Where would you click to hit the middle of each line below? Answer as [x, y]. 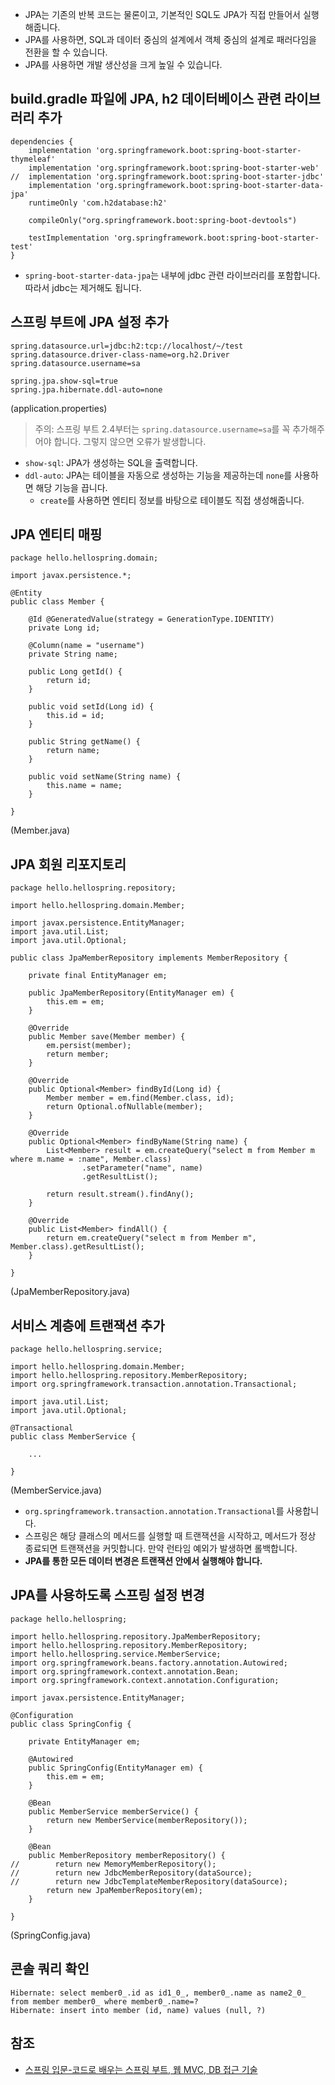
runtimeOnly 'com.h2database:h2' [98, 203]
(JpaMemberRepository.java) [70, 1292]
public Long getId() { [75, 672]
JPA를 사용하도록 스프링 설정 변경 [107, 1595]
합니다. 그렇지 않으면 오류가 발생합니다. [130, 441]
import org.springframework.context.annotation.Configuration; [145, 1680]
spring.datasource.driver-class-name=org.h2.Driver [120, 354]
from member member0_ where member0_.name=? [104, 2001]
